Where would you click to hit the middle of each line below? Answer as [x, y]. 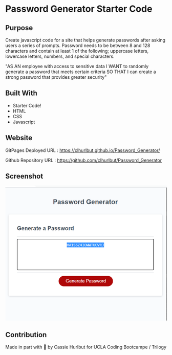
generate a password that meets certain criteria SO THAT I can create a [81, 72]
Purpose [19, 28]
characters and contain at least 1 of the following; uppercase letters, [77, 51]
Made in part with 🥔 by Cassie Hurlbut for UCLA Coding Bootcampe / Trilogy [86, 347]
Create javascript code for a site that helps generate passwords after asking [85, 40]
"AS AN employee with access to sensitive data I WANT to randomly [77, 66]
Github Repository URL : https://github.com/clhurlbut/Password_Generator [84, 160]
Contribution [26, 335]
